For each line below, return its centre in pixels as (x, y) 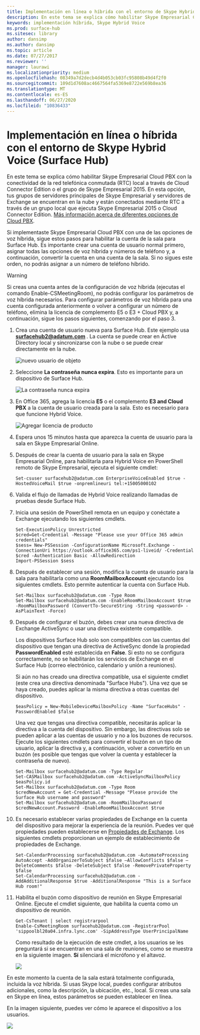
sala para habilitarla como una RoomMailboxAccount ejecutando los (99, 578)
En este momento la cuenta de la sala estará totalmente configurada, (91, 978)
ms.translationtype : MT (36, 89)
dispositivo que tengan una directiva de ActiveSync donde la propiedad (103, 646)
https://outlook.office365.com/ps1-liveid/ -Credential (123, 550)
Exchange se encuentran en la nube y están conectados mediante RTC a (96, 202)
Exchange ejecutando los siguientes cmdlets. (71, 519)
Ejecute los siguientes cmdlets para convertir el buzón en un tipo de (98, 742)
